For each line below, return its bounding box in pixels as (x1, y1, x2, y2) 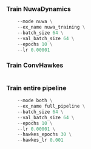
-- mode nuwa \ (17, 18, 53, 25)
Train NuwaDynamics (6, 4, 71, 13)
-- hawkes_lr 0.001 (17, 137, 64, 144)
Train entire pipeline (6, 83, 67, 92)
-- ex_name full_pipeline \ (17, 103, 86, 109)
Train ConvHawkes (6, 61, 64, 69)
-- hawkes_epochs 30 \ (17, 131, 72, 137)
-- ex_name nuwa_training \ (17, 24, 86, 30)
